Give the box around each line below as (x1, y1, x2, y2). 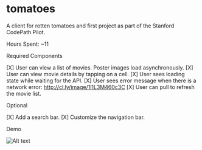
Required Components (6, 52, 63, 59)
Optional (6, 101, 28, 109)
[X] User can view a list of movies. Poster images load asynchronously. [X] (6, 63, 193, 71)
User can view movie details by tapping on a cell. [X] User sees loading (6, 70, 185, 77)
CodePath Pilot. (6, 28, 46, 35)
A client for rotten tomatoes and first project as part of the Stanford (6, 22, 175, 29)
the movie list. (6, 90, 41, 97)
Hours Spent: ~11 (6, 40, 49, 48)
